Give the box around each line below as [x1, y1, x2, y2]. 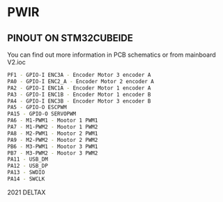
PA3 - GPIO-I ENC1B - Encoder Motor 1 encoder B [7, 91, 151, 98]
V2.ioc [7, 58, 26, 66]
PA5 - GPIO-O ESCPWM [7, 104, 68, 111]
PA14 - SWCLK [7, 175, 45, 182]
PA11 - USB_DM [7, 156, 49, 163]
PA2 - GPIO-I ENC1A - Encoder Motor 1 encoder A [7, 85, 151, 92]
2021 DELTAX [7, 188, 46, 196]
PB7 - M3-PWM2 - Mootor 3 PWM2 [7, 150, 98, 157]
